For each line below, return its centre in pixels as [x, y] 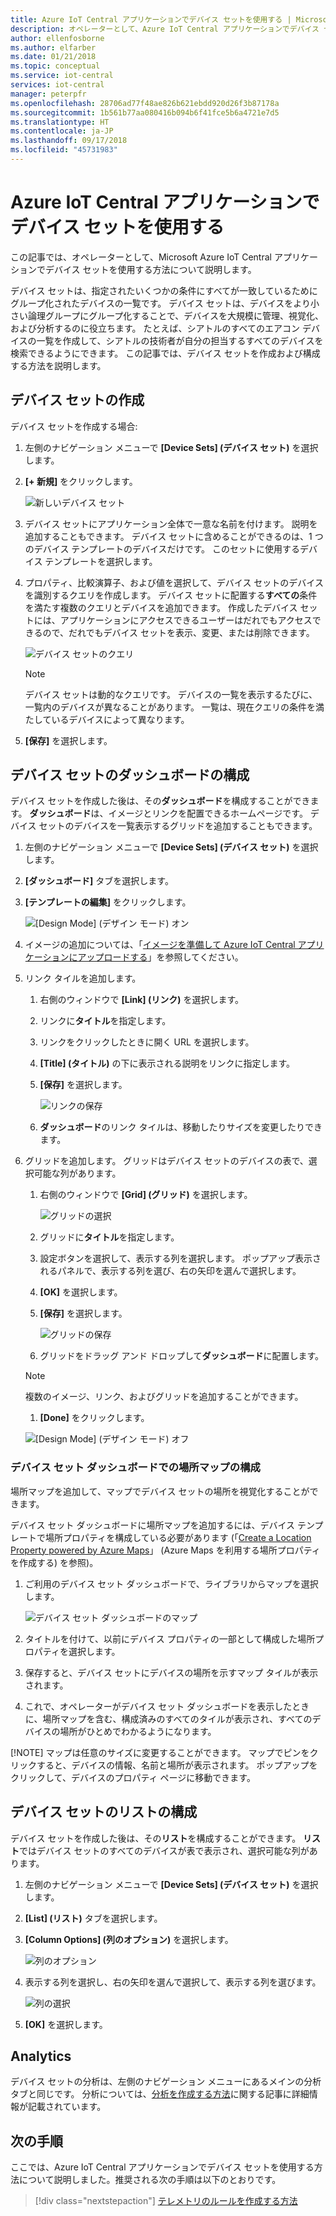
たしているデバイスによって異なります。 [107, 719]
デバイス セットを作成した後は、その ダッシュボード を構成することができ [160, 801]
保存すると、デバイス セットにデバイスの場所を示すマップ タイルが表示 [171, 1672]
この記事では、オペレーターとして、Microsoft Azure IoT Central [141, 257]
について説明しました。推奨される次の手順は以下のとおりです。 [150, 2180]
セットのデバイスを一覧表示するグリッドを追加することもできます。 [178, 826]
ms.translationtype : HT [60, 122]
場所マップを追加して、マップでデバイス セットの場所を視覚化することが [160, 1491]
